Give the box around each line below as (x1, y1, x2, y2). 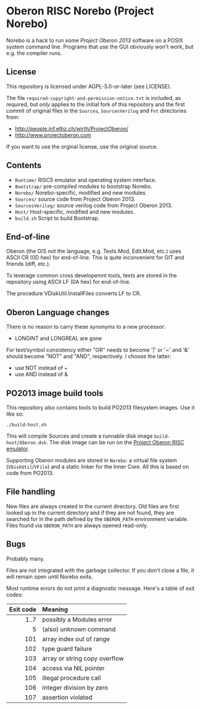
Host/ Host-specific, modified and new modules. (14, 208, 135, 215)
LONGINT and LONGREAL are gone (14, 335, 102, 342)
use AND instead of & (14, 371, 68, 378)
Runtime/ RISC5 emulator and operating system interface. (14, 176, 157, 183)
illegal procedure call (42, 674, 101, 682)
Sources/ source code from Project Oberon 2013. (14, 195, 136, 202)
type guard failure (42, 644, 93, 653)
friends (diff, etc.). (6, 260, 51, 268)
